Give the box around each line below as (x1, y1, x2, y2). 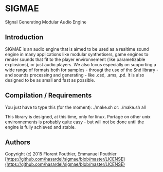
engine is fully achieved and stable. (5, 124, 76, 130)
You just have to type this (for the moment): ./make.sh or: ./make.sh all (5, 104, 146, 110)
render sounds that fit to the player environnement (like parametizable (5, 57, 145, 62)
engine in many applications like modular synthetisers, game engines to (5, 51, 148, 57)
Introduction (5, 33, 44, 41)
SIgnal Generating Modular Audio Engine (5, 19, 87, 25)
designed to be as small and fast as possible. (5, 77, 95, 83)
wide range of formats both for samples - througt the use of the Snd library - (5, 67, 159, 73)
